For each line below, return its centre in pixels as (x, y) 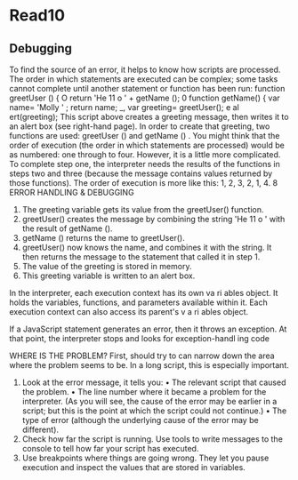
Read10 (37, 16)
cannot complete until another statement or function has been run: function (147, 88)
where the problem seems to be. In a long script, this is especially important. (149, 365)
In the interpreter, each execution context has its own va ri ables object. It (144, 293)
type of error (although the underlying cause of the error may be (141, 420)
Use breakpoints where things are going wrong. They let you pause (145, 458)
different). (40, 429)
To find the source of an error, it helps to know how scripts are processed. (145, 69)
